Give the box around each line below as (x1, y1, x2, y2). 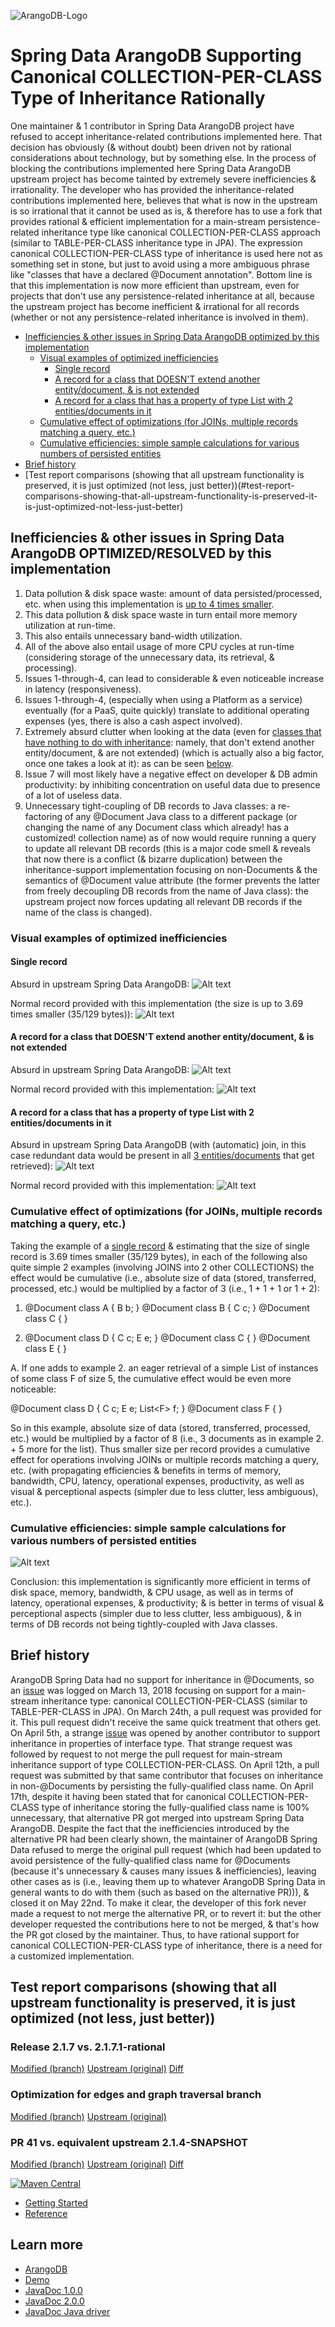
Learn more (10, 2236, 84, 2254)
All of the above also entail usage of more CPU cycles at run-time (24, 640, 295, 652)
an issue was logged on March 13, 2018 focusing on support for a (10, 1684, 280, 1696)
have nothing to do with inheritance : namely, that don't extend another (24, 736, 315, 748)
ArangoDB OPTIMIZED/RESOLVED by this (10, 545, 272, 562)
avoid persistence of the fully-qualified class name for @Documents (10, 1854, 291, 1866)
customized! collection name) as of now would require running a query (24, 831, 317, 844)
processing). (24, 661, 78, 674)
